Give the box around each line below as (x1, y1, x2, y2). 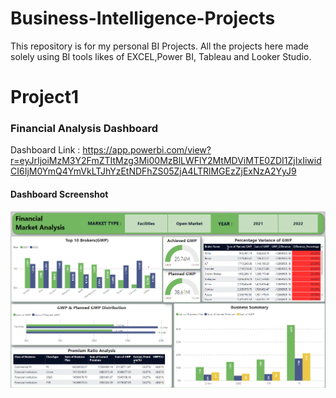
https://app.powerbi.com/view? (82, 144, 212, 156)
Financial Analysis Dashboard (10, 122, 158, 136)
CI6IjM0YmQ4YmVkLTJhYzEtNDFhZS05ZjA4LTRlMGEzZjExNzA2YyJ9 (10, 165, 297, 177)
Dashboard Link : (10, 144, 81, 156)
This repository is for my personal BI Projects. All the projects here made (10, 40, 310, 52)
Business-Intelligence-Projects (10, 7, 276, 30)
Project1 (10, 86, 80, 109)
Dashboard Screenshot (10, 188, 109, 201)
